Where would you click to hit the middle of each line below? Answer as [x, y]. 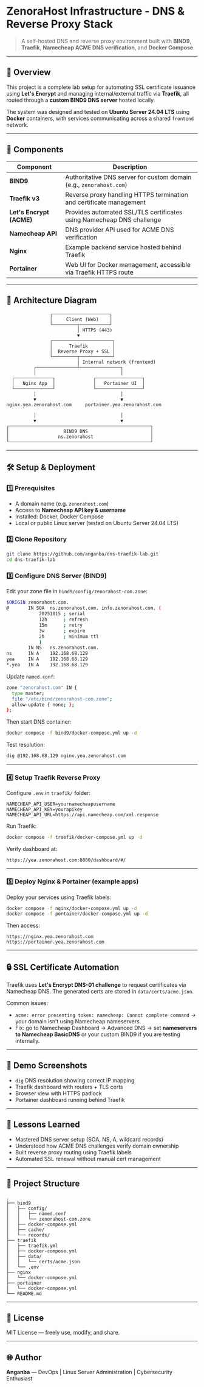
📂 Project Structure [43, 1184]
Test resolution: [26, 745]
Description [130, 167]
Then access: [23, 926]
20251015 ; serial [62, 614]
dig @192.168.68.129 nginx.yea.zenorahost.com [66, 756]
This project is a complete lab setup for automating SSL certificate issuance [101, 87]
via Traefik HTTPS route [99, 272]
